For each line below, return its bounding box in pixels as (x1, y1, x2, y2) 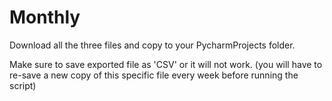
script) (9, 79, 37, 91)
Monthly (9, 6, 81, 29)
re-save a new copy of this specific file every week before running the (9, 69, 299, 81)
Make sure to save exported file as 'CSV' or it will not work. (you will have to (9, 58, 323, 70)
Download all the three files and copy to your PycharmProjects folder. (9, 39, 296, 51)
